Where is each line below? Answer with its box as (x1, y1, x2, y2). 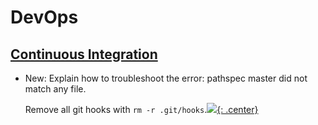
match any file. (24, 83, 87, 95)
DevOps (10, 6, 79, 29)
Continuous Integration (10, 46, 158, 63)
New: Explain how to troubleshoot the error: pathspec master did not (24, 72, 308, 84)
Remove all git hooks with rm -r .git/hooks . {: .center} (24, 104, 259, 115)
